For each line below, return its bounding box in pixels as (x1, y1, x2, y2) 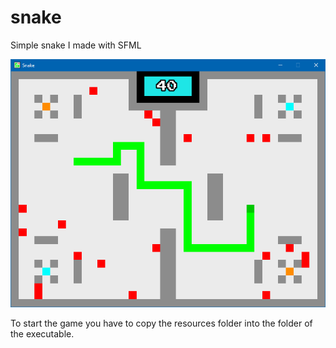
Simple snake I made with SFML (10, 39, 142, 51)
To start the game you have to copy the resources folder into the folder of (10, 317, 313, 330)
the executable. (10, 328, 75, 340)
